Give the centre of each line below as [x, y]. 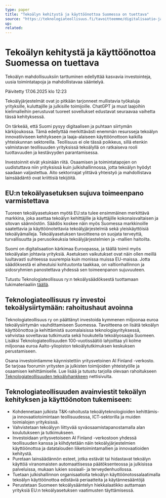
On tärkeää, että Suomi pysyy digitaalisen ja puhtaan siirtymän [69, 126]
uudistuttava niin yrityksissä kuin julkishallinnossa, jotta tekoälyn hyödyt [78, 167]
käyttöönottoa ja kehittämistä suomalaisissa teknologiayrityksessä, [73, 330]
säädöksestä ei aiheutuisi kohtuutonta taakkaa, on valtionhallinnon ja [75, 264]
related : [14, 28]
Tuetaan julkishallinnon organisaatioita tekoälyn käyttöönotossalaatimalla [86, 474]
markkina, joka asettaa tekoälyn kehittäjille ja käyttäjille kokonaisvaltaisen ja [82, 218]
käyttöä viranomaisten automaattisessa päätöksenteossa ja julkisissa [82, 464]
